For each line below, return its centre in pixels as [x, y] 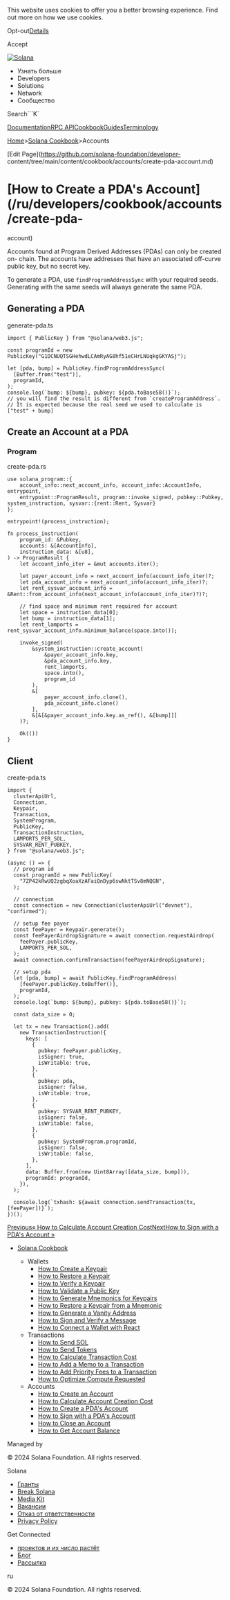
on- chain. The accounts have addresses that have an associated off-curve [114, 258]
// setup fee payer [41, 924]
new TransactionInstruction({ [63, 1033]
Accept [17, 44]
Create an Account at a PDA [68, 432]
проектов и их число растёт [58, 1548]
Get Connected [29, 1535]
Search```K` [23, 114]
